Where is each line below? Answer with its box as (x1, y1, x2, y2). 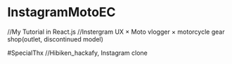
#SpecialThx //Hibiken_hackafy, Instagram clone (7, 49, 148, 57)
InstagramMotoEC (7, 4, 116, 20)
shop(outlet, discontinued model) (7, 34, 104, 43)
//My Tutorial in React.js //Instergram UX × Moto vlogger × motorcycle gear (7, 27, 225, 36)
